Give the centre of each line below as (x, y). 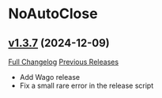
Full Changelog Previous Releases (64, 62)
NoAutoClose (53, 14)
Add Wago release (50, 77)
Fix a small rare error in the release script (87, 85)
